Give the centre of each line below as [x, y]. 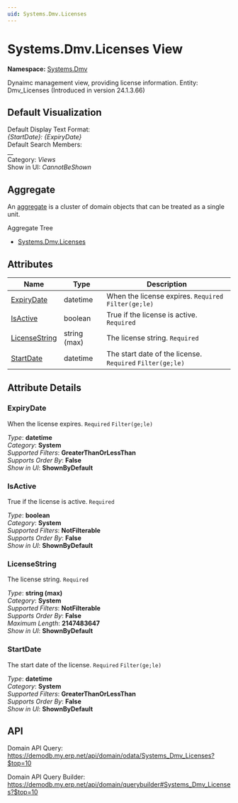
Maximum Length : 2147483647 [54, 623]
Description [167, 284]
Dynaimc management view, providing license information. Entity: [103, 82]
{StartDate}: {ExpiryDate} [45, 137]
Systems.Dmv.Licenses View [95, 49]
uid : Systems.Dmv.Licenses [47, 14]
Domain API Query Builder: [46, 777]
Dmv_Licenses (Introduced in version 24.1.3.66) [76, 90]
